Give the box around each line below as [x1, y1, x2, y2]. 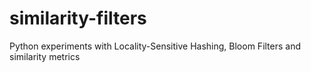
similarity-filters [9, 7, 147, 30]
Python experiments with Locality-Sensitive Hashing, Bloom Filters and [9, 40, 302, 52]
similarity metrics [9, 50, 81, 62]
